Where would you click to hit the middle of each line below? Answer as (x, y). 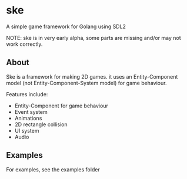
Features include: (27, 94)
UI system (27, 130)
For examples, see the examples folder (53, 169)
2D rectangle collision (41, 124)
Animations (28, 118)
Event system (31, 112)
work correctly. (24, 44)
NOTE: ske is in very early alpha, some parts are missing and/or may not (93, 38)
